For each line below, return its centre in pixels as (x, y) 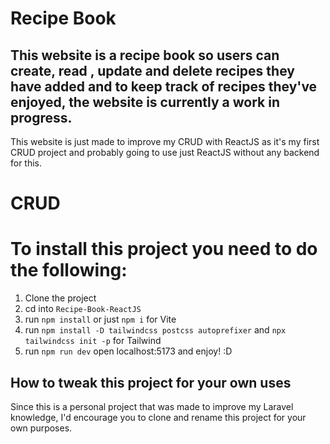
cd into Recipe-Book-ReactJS (83, 309)
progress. (41, 117)
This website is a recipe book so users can (145, 55)
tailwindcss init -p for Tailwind (93, 341)
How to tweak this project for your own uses (151, 382)
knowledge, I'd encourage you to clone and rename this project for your (158, 417)
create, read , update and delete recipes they (152, 70)
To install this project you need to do (164, 249)
